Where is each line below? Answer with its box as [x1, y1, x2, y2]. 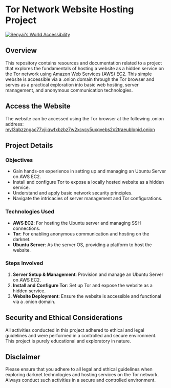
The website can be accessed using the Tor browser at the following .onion [5, 115, 164, 121]
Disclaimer [5, 353, 40, 361]
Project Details [5, 141, 53, 149]
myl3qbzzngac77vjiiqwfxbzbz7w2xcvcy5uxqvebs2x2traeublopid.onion [5, 126, 155, 133]
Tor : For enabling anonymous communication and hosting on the [12, 230, 149, 236]
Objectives [5, 156, 33, 163]
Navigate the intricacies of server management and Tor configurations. [12, 196, 163, 202]
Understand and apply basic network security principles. [12, 190, 133, 196]
